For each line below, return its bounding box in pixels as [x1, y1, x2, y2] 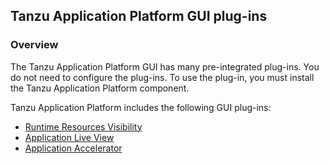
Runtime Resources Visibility [24, 120, 143, 133]
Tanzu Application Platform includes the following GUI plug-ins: [10, 101, 272, 113]
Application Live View [24, 131, 115, 143]
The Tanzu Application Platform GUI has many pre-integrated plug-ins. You [10, 60, 320, 73]
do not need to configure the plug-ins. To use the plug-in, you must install [10, 71, 315, 83]
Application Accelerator [24, 142, 123, 154]
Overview [10, 38, 59, 52]
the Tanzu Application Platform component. [10, 82, 190, 94]
